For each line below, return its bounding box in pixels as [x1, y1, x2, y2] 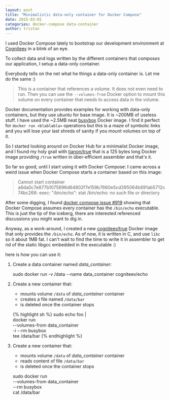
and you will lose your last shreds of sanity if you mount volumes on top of [5, 128, 161, 134]
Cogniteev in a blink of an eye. [5, 46, 69, 52]
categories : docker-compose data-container [5, 21, 99, 27]
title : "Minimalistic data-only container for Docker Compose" [5, 12, 142, 17]
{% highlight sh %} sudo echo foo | [12, 311, 86, 317]
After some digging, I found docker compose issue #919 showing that [5, 200, 151, 206]
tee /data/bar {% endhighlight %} [12, 333, 83, 339]
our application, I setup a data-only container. [5, 61, 100, 67]
